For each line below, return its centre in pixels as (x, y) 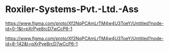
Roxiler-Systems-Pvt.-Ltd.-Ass (72, 9)
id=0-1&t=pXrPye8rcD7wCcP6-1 (39, 28)
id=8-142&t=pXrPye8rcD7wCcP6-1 (42, 43)
